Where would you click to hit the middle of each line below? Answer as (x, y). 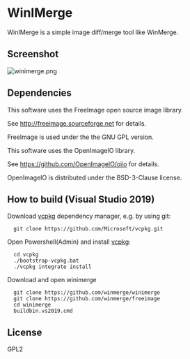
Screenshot (33, 54)
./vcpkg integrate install (53, 267)
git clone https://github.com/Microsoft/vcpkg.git (88, 229)
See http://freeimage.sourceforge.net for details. (77, 123)
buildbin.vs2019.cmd (43, 311)
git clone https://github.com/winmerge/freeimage (87, 299)
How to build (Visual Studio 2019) (81, 199)
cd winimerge (32, 305)
